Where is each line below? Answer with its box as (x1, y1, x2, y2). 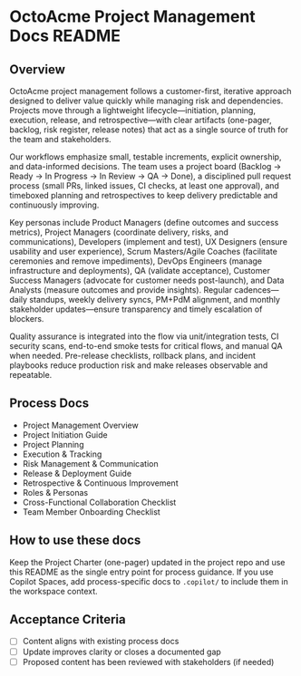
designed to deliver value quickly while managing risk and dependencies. (9, 95, 284, 106)
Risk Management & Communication (22, 458, 159, 468)
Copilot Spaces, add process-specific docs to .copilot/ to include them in (9, 575, 288, 586)
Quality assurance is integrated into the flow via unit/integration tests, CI (9, 331, 279, 342)
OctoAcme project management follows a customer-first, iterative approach (9, 86, 292, 96)
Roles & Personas (22, 487, 89, 497)
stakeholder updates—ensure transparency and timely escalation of (9, 304, 263, 314)
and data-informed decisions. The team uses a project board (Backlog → (9, 161, 282, 171)
